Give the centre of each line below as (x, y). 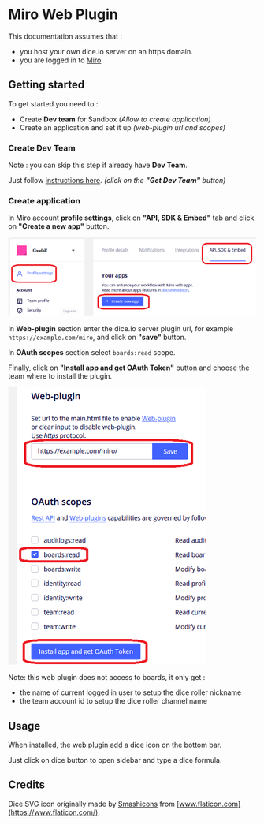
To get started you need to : (53, 103)
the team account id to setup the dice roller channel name (113, 701)
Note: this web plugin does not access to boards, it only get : (107, 678)
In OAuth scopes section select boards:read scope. (92, 353)
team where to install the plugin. (60, 376)
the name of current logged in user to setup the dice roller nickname (130, 692)
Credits (27, 785)
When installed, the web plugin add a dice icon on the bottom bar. (115, 745)
